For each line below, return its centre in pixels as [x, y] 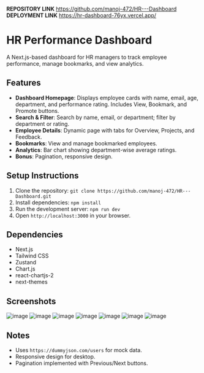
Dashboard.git [33, 196]
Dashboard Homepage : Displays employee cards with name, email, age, [107, 98]
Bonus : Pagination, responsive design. [64, 156]
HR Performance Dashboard [79, 40]
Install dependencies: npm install [58, 202]
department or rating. [42, 124]
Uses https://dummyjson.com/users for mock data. [78, 350]
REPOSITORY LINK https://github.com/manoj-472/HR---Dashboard [92, 9]
